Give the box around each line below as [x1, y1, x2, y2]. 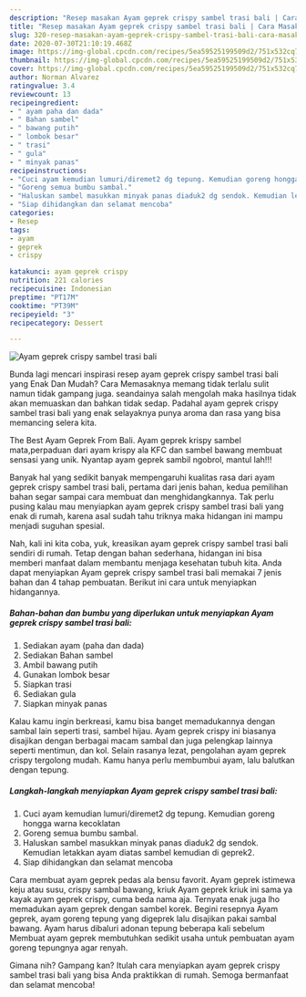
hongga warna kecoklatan [22, 818, 121, 829]
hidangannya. [9, 587, 61, 597]
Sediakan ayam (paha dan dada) [22, 640, 145, 651]
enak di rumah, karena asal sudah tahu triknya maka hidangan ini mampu [9, 511, 283, 522]
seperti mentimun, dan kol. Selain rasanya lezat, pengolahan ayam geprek [9, 745, 287, 756]
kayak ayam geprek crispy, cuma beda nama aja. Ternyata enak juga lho [9, 894, 280, 905]
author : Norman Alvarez [9, 73, 100, 82]
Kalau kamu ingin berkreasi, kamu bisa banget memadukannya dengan [9, 716, 276, 727]
